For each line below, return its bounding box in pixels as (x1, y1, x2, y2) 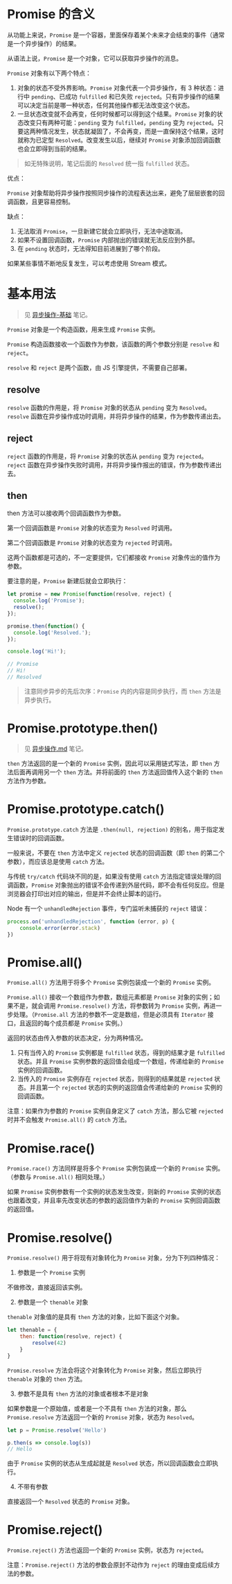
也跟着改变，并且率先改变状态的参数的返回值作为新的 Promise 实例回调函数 (7, 1196, 220, 1205)
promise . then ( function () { (7, 623, 85, 630)
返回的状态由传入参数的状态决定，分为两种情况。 (7, 1034, 147, 1043)
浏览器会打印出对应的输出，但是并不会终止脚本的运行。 (7, 889, 165, 897)
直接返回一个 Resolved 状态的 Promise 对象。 (7, 1497, 134, 1505)
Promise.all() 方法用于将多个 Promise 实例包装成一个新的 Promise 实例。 (7, 978, 215, 987)
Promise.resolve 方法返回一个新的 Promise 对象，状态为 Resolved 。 (7, 1412, 199, 1421)
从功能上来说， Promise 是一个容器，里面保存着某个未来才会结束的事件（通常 (7, 31, 225, 39)
